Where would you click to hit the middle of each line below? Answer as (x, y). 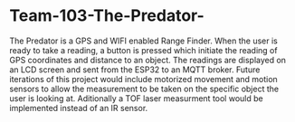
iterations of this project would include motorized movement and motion (143, 79)
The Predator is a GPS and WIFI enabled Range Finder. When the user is (143, 41)
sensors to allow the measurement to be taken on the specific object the (144, 89)
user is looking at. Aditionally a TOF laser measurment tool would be (137, 98)
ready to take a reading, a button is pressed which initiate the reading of (143, 50)
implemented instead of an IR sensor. (79, 108)
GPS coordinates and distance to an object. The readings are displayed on (148, 60)
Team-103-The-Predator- (107, 16)
